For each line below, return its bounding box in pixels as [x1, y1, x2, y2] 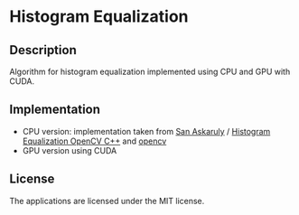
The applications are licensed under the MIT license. [9, 195, 205, 206]
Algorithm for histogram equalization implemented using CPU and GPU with [9, 66, 291, 77]
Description [9, 42, 77, 58]
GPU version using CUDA [22, 145, 117, 155]
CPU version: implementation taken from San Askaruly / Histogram [22, 126, 271, 136]
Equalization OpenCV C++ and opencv [22, 136, 167, 146]
